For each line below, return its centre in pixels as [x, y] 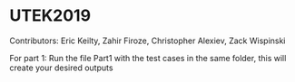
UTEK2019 [50, 16]
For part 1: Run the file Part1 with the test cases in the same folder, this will [148, 58]
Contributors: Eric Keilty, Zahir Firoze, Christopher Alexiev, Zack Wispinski [147, 41]
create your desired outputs [61, 68]
